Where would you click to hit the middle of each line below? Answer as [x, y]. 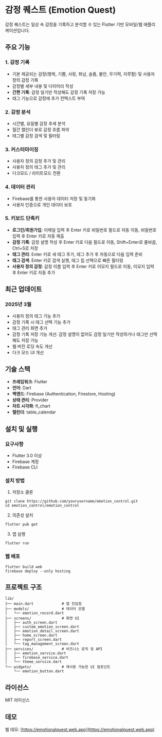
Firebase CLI [25, 467]
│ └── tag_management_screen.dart [42, 644]
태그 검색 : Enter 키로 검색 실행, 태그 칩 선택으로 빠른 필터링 [68, 260]
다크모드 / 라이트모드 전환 [36, 173]
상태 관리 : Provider [30, 400]
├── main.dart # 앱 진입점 [43, 604]
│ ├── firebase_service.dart [37, 658]
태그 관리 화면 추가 [30, 328]
